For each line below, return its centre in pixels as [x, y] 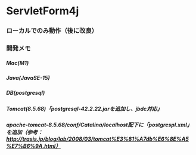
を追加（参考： [24, 132]
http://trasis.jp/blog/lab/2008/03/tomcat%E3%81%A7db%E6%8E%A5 [97, 139]
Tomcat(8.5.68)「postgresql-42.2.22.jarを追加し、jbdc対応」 [84, 108]
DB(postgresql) [26, 93]
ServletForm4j [43, 11]
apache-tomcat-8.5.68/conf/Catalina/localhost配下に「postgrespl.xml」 [99, 125]
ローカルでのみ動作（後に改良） [52, 31]
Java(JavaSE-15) [28, 78]
